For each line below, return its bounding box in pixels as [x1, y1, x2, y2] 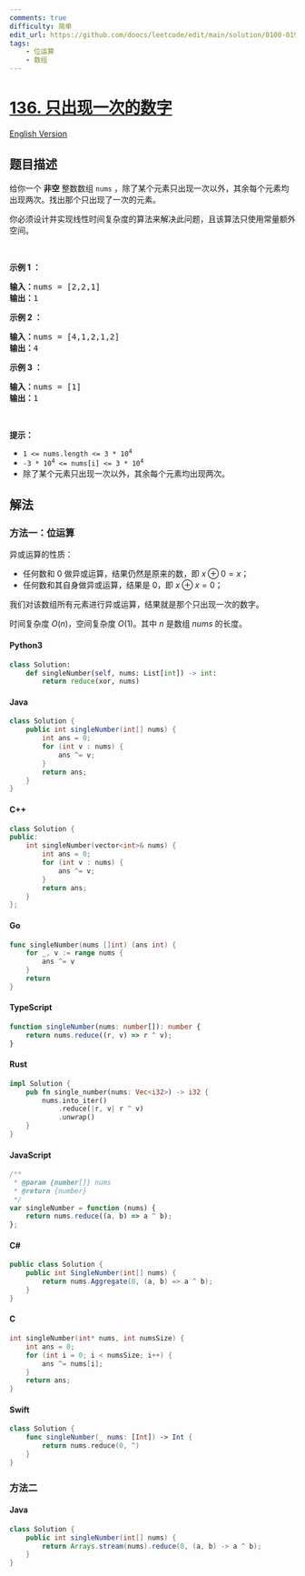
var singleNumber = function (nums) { [9, 1203, 156, 1212]
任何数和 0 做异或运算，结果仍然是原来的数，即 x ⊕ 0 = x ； [22, 568, 250, 579]
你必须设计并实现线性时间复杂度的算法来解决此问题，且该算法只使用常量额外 [9, 213, 296, 224]
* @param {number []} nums [13, 1178, 112, 1187]
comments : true [9, 13, 67, 23]
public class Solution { [9, 1260, 103, 1270]
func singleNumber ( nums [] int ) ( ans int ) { [9, 940, 177, 949]
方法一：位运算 [9, 527, 75, 539]
